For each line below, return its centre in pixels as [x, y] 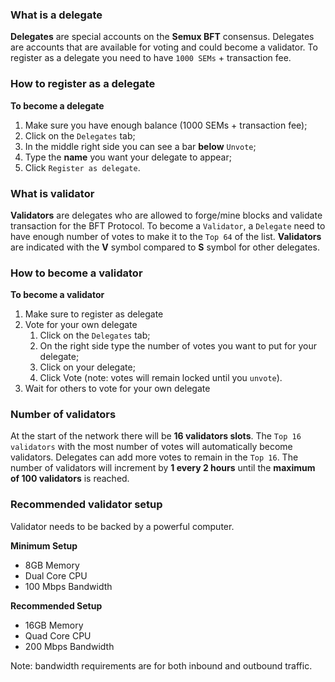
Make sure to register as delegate [94, 314]
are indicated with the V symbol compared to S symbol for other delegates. [165, 247]
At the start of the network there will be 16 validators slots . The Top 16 [156, 436]
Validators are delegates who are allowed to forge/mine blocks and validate [166, 215]
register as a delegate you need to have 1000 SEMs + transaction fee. [151, 58]
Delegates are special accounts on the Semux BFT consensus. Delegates [162, 37]
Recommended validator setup [86, 505]
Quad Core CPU [58, 635]
